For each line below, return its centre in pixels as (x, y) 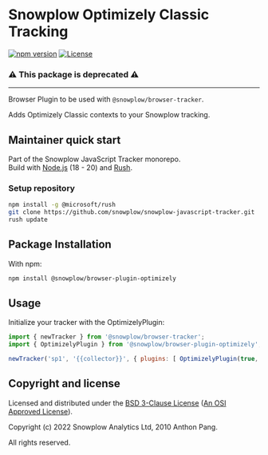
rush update (28, 220)
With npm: (25, 263)
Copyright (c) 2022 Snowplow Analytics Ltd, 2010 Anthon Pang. (113, 427)
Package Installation (60, 245)
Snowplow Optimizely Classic (109, 15)
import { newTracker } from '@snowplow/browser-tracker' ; (106, 337)
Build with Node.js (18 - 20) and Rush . (71, 168)
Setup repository (42, 188)
